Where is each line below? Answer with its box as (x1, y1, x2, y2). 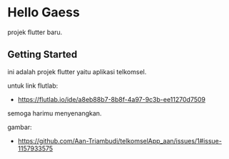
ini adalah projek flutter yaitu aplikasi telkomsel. (7, 67, 147, 76)
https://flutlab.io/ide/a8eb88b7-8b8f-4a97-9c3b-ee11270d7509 (17, 95, 205, 103)
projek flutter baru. (7, 28, 63, 36)
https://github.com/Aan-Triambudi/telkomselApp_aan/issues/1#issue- (17, 136, 223, 145)
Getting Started (7, 48, 78, 61)
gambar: (7, 123, 32, 131)
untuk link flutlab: (7, 81, 58, 90)
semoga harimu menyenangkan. (7, 108, 102, 118)
